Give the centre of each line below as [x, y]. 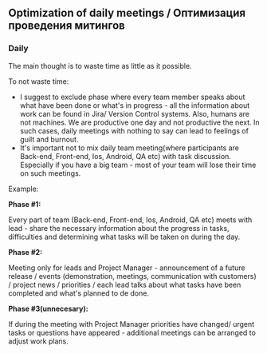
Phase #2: [25, 252]
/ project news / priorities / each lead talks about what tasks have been [125, 284]
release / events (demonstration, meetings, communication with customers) [132, 276]
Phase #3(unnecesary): [49, 308]
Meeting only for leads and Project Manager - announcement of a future [127, 268]
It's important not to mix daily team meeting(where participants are [130, 148]
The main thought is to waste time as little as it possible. [100, 66]
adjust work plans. [39, 341]
